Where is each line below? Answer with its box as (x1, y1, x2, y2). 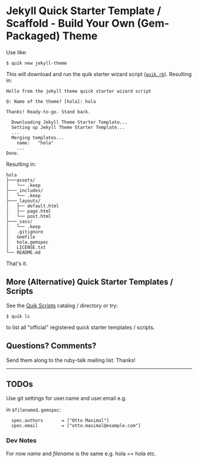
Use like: (6, 48, 28, 56)
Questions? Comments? (6, 341, 97, 351)
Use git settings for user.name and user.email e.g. (6, 394, 127, 402)
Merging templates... (11, 135, 65, 141)
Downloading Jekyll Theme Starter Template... (11, 119, 128, 125)
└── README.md (6, 249, 41, 255)
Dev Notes (6, 436, 37, 445)
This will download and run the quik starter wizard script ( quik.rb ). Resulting (6, 70, 192, 77)
